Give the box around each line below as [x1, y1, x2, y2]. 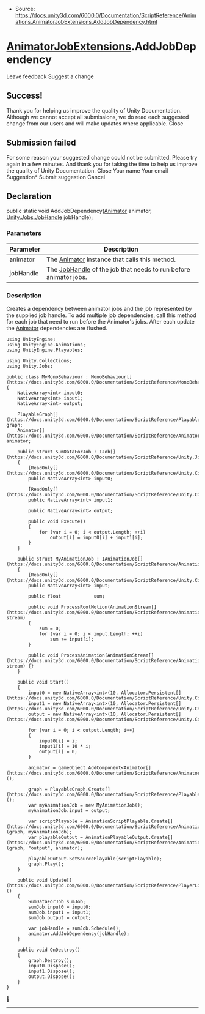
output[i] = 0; [38, 748, 78, 755]
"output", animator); [28, 844, 84, 851]
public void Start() [17, 679, 70, 685]
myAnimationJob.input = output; [28, 807, 111, 813]
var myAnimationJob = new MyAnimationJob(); [28, 802, 143, 808]
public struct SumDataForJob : [17, 449, 97, 455]
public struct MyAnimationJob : [17, 556, 99, 562]
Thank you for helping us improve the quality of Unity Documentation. [6, 106, 182, 114]
